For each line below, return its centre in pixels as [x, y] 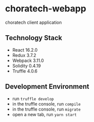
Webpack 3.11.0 [28, 61]
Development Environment [47, 87]
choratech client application [33, 22]
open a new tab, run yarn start [44, 114]
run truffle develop [33, 98]
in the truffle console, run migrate [46, 109]
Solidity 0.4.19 [26, 65]
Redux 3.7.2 [24, 55]
